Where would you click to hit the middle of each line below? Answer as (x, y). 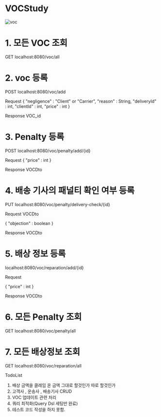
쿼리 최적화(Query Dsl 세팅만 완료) (45, 403)
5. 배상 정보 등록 (35, 254)
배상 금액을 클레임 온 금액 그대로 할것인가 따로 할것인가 (64, 385)
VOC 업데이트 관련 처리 (34, 397)
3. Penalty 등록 (35, 137)
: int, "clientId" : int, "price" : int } (38, 106)
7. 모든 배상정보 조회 (43, 352)
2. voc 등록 (26, 78)
